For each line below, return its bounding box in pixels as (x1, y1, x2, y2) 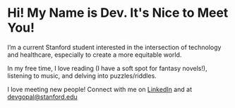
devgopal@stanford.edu (7, 93, 78, 101)
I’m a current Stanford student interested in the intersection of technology (7, 43, 222, 51)
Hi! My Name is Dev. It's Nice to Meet (7, 5, 229, 21)
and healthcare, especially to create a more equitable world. (7, 50, 182, 59)
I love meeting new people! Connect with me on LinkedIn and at (7, 85, 193, 93)
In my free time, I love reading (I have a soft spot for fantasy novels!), (7, 64, 207, 72)
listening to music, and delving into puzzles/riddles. (7, 72, 157, 80)
